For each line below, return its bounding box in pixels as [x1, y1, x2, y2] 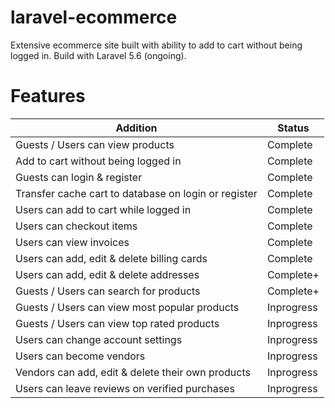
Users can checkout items [15, 219, 138, 233]
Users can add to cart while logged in [15, 202, 192, 216]
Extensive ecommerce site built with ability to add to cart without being [10, 39, 303, 51]
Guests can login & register [15, 170, 143, 184]
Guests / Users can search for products [15, 284, 201, 298]
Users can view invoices [15, 235, 130, 249]
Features [10, 85, 86, 108]
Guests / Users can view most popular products [15, 300, 240, 314]
